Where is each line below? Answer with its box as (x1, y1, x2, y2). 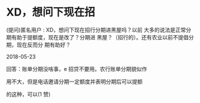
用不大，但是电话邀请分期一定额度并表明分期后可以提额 (6, 78, 143, 85)
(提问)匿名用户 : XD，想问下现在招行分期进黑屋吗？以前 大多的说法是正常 (6, 26, 186, 33)
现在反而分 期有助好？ (16, 41, 71, 48)
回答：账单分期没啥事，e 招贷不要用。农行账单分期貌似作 (6, 65, 148, 72)
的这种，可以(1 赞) (6, 90, 51, 98)
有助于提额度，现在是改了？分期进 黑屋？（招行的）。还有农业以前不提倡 (11, 33, 189, 40)
